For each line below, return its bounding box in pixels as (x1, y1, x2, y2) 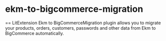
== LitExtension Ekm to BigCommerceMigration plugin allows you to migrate (5, 20, 161, 26)
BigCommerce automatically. (5, 30, 64, 36)
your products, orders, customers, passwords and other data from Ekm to (5, 25, 156, 31)
